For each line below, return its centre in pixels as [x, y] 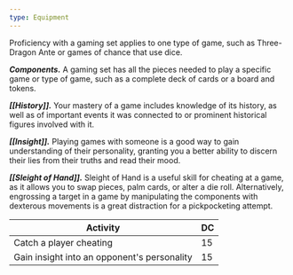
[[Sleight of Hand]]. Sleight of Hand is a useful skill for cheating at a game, [146, 177]
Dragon [23, 52]
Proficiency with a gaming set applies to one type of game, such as [132, 43]
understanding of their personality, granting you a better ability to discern [143, 151]
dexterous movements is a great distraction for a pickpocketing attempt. [141, 206]
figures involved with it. [52, 124]
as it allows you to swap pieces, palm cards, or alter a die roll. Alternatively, [146, 186]
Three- [269, 43]
